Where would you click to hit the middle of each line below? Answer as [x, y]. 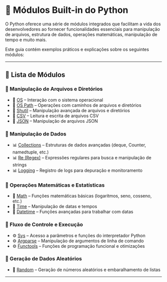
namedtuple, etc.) [30, 152]
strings [19, 165]
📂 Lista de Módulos [35, 75]
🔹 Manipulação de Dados [36, 134]
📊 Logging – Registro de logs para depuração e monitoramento [77, 170]
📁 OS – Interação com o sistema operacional [58, 100]
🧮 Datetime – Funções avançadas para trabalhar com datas [73, 212]
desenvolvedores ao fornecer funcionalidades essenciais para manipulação [83, 29]
